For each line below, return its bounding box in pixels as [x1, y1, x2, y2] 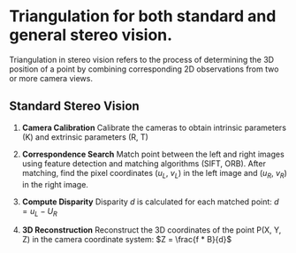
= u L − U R [21, 205, 57, 218]
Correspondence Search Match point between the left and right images [21, 149, 285, 159]
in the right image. [21, 179, 88, 189]
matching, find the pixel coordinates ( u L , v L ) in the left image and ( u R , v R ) [21, 167, 287, 180]
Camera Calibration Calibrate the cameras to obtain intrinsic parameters [21, 122, 287, 133]
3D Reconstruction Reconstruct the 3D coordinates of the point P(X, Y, [21, 225, 282, 235]
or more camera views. [9, 73, 93, 83]
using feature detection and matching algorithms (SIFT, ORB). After [21, 157, 267, 169]
